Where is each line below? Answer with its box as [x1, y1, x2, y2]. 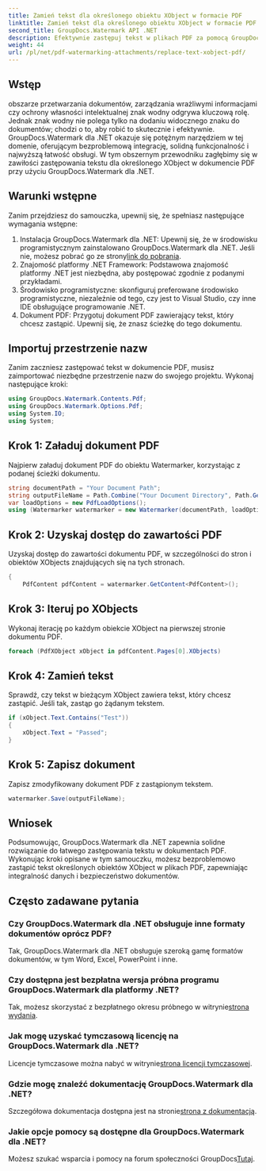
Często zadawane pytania [8, 894, 139, 907]
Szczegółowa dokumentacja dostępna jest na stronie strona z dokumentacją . [8, 1106, 257, 1115]
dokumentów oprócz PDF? [8, 928, 112, 939]
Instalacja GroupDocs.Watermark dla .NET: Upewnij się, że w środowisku [19, 234, 258, 244]
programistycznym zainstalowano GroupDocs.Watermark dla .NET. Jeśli [19, 243, 255, 252]
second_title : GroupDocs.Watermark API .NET [8, 26, 158, 34]
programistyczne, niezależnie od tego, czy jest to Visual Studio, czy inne [19, 293, 256, 302]
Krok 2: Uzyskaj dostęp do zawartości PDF [8, 528, 222, 541]
